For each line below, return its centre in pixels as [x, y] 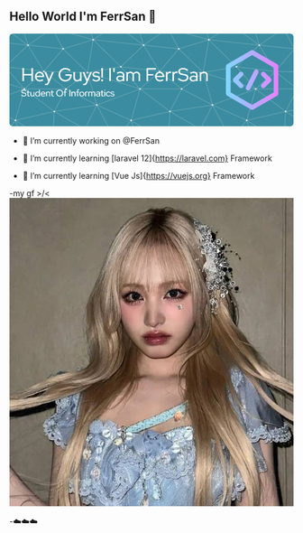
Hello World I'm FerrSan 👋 [83, 17]
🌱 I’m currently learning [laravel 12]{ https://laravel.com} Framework [147, 158]
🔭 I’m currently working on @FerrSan [91, 140]
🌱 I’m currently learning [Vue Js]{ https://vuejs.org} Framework [138, 175]
